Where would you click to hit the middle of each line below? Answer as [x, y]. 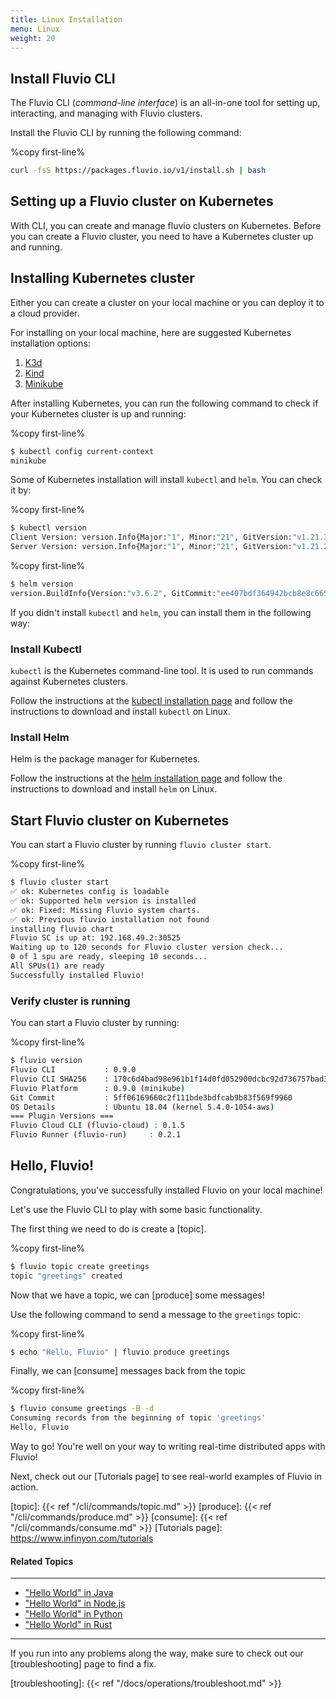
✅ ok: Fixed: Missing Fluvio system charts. [105, 910]
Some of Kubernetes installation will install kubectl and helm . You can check [166, 480]
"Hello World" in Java [69, 1593]
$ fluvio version [46, 1061]
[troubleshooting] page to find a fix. [83, 1664]
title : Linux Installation [66, 19]
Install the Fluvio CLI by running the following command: [126, 133]
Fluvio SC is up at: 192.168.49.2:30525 [96, 938]
